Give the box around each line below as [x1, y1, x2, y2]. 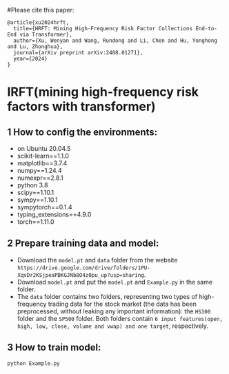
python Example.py [7, 360, 60, 367]
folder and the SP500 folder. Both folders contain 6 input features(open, [17, 314, 223, 322]
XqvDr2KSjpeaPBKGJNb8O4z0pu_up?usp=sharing [17, 271, 145, 278]
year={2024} [13, 55, 48, 62]
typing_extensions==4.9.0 [17, 210, 92, 218]
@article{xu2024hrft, [7, 19, 70, 26]
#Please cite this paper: [7, 6, 74, 14]
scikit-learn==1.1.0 [17, 152, 69, 160]
